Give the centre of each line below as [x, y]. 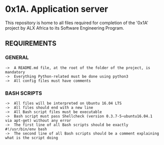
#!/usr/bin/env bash [26, 129]
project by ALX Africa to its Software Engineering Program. [65, 28]
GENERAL [17, 58]
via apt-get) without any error [38, 120]
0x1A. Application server [57, 9]
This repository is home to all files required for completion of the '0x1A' [77, 23]
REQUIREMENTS [31, 44]
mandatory [15, 72]
